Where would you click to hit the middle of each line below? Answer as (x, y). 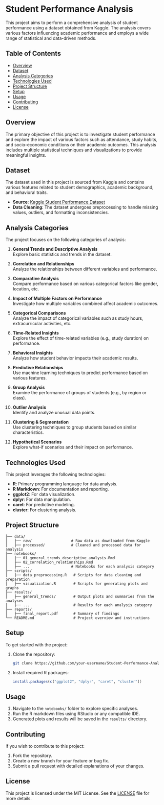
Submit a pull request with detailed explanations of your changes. (78, 766)
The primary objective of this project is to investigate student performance (80, 134)
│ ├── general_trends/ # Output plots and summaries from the (80, 596)
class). (19, 398)
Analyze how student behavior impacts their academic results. (75, 358)
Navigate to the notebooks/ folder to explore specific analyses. (75, 709)
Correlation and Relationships (43, 264)
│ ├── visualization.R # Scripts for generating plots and (77, 584)
